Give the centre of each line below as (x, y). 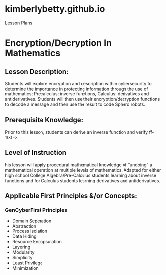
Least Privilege (27, 263)
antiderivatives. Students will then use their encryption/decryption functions (83, 99)
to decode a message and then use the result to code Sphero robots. (75, 104)
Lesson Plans (19, 23)
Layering (21, 247)
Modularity (23, 252)
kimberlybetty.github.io (55, 9)
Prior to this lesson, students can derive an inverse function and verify (77, 132)
